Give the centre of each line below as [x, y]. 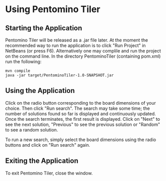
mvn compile [18, 71]
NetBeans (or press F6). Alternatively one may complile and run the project [83, 51]
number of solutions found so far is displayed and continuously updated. [81, 114]
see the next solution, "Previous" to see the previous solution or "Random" [83, 124]
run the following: [23, 61]
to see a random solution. [32, 129]
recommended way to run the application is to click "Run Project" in [76, 46]
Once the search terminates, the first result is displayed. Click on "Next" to [83, 119]
